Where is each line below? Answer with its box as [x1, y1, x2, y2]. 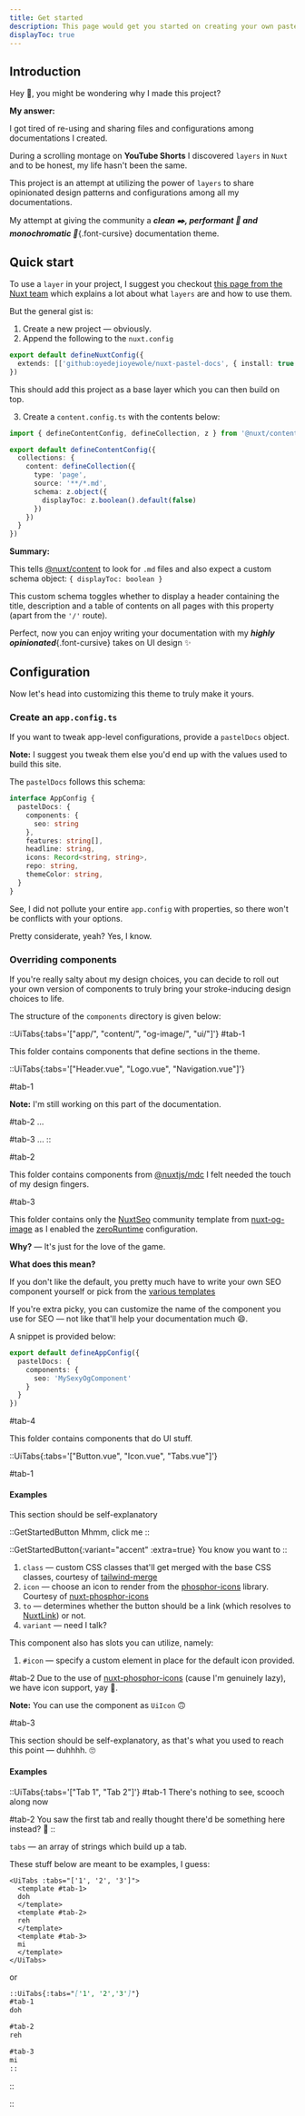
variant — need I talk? [22, 1620, 107, 1631]
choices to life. [9, 994, 65, 1004]
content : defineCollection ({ [25, 462, 136, 471]
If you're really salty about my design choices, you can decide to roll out [9, 974, 280, 985]
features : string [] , [25, 836, 103, 845]
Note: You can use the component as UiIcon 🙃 [9, 1700, 186, 1711]
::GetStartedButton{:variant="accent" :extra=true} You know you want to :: [9, 1545, 288, 1556]
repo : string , [25, 862, 79, 871]
